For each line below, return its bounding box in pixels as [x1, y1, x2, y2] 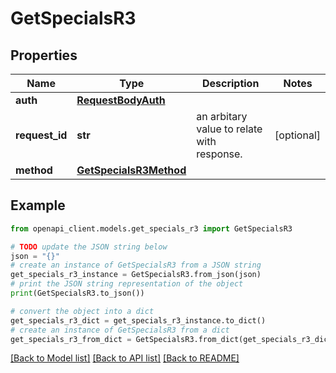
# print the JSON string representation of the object [10, 279, 244, 289]
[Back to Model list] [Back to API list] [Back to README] [10, 352, 240, 364]
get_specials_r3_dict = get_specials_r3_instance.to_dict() [10, 315, 267, 326]
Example [10, 197, 66, 214]
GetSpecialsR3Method [76, 163, 187, 177]
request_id [15, 128, 68, 142]
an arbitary [196, 110, 248, 123]
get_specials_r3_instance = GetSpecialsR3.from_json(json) [10, 270, 262, 280]
